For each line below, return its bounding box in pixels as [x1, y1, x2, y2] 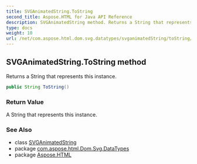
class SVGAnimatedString [14, 139, 77, 146]
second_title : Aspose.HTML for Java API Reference [6, 14, 133, 20]
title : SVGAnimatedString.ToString [6, 8, 93, 15]
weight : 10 [6, 30, 33, 36]
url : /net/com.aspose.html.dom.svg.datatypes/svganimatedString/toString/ [6, 36, 193, 41]
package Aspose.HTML [14, 151, 72, 158]
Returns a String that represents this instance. [6, 72, 117, 79]
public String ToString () [6, 84, 69, 90]
